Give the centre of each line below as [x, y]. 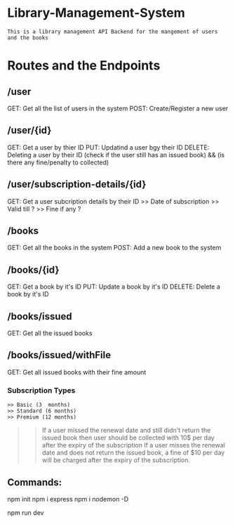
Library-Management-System [96, 13]
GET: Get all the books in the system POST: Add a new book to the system [114, 248]
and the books [28, 38]
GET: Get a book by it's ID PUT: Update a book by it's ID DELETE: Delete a [114, 287]
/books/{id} [33, 269]
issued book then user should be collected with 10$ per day [128, 438]
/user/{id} [29, 130]
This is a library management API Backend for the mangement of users [113, 32]
